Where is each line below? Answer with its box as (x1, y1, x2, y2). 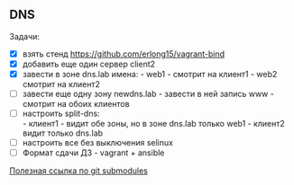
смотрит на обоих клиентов (22, 99, 130, 110)
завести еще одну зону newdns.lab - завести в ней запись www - (22, 89, 275, 99)
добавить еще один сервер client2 (22, 58, 156, 69)
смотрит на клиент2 (22, 79, 101, 89)
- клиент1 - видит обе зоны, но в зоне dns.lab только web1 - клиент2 (22, 119, 286, 129)
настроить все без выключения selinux (22, 137, 174, 148)
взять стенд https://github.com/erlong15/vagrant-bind (22, 48, 225, 59)
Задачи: (9, 31, 41, 41)
